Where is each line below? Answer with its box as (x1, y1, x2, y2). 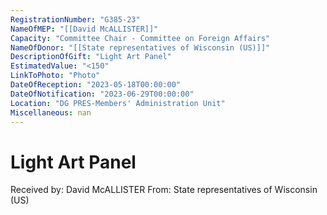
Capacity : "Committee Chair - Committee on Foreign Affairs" (10, 33, 271, 43)
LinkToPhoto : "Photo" (10, 71, 101, 81)
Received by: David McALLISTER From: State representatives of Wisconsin (10, 184, 318, 196)
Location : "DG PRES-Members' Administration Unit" (10, 98, 226, 108)
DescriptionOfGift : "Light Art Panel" (10, 52, 172, 62)
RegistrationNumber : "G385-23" (10, 14, 141, 25)
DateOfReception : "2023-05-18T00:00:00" (10, 80, 182, 90)
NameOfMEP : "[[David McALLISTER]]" (10, 24, 159, 34)
